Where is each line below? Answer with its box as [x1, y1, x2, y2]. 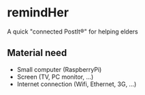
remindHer [7, 5, 69, 21]
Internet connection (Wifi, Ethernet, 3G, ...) [16, 80, 137, 88]
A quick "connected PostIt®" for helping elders [7, 27, 138, 36]
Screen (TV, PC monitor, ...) [16, 72, 94, 81]
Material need [7, 47, 67, 59]
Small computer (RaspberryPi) [16, 65, 102, 73]
